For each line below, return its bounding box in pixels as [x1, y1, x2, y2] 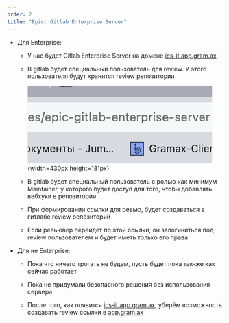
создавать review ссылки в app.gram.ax [27, 308, 144, 316]
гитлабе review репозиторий [27, 213, 111, 221]
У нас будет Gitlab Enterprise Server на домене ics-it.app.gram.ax [27, 51, 217, 60]
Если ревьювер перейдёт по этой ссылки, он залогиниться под [27, 226, 214, 234]
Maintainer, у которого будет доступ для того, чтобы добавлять [27, 184, 213, 193]
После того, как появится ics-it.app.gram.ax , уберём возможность [27, 300, 223, 309]
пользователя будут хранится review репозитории [27, 72, 175, 80]
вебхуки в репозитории [27, 192, 97, 200]
